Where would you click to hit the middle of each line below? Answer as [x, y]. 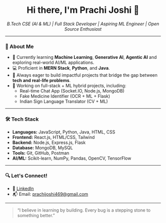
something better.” [36, 215]
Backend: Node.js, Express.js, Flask [49, 142]
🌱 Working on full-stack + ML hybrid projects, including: [69, 86]
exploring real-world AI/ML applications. [53, 63]
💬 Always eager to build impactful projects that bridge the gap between [85, 75]
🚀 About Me [20, 46]
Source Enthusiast [83, 29]
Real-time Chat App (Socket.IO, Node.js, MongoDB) [72, 91]
